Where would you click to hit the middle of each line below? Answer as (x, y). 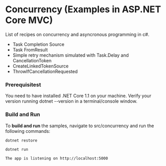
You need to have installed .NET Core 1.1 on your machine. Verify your (78, 96)
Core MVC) (29, 20)
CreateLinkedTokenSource (40, 66)
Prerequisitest (23, 84)
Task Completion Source (38, 44)
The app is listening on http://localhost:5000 (57, 158)
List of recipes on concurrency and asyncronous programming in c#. (77, 34)
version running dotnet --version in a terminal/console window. (71, 101)
